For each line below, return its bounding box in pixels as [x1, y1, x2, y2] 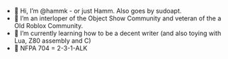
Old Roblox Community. [13, 22, 84, 29]
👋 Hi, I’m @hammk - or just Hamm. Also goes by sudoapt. [13, 7, 182, 15]
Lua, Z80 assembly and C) [13, 37, 91, 45]
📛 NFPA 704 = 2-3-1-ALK [13, 44, 88, 52]
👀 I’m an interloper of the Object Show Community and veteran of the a [13, 14, 222, 22]
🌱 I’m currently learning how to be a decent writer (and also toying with [13, 29, 222, 37]
